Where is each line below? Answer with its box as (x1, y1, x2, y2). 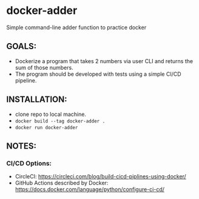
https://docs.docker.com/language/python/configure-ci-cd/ (15, 186, 165, 193)
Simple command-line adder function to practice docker (6, 24, 147, 31)
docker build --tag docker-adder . (15, 118, 106, 124)
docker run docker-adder (15, 124, 78, 130)
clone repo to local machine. (15, 110, 87, 118)
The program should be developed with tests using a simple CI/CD (15, 70, 181, 78)
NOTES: (6, 141, 37, 151)
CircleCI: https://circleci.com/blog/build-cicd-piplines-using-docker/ (15, 173, 186, 180)
